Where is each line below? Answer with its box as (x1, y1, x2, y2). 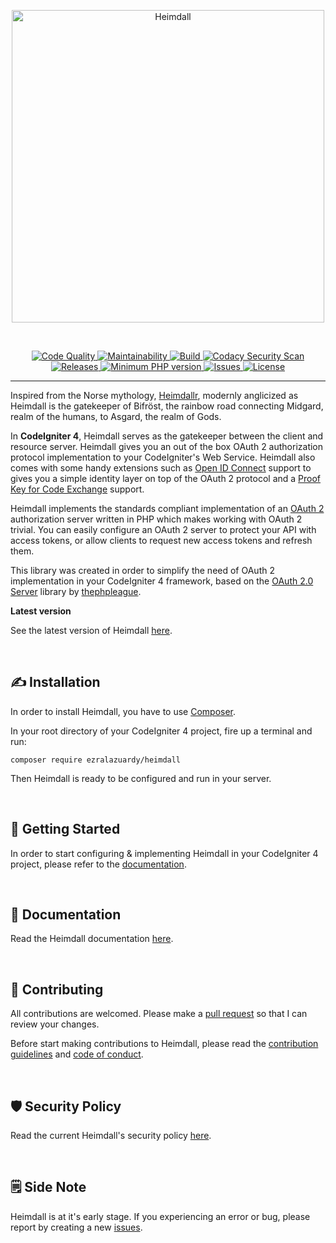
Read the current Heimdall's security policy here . (10, 1130, 212, 1142)
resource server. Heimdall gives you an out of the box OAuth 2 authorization (10, 441, 324, 452)
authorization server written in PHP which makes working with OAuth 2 (10, 513, 303, 525)
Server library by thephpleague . (10, 586, 142, 597)
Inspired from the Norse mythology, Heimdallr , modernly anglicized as (10, 390, 299, 401)
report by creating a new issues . (10, 1221, 143, 1233)
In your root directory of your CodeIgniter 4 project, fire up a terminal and (10, 725, 313, 737)
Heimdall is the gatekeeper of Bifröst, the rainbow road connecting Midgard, (10, 400, 324, 412)
